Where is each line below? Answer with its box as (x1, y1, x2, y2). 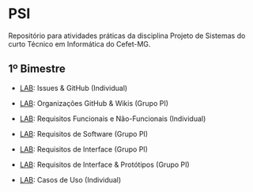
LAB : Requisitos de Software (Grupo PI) (19, 129, 149, 138)
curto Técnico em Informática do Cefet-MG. (8, 39, 151, 48)
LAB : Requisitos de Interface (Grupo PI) (19, 144, 149, 154)
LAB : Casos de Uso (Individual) (19, 175, 122, 184)
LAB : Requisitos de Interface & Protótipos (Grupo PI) (19, 160, 190, 169)
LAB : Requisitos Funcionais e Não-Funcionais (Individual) (19, 114, 206, 123)
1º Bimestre (8, 62, 66, 76)
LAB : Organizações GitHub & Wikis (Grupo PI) (19, 98, 168, 107)
